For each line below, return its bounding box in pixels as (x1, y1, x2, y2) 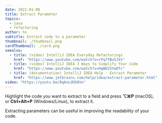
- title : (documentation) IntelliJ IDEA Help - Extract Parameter (9, 71, 147, 76)
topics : (5, 16, 21, 21)
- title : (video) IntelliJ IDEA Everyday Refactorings (9, 52, 123, 58)
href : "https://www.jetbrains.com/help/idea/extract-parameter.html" (14, 75, 158, 80)
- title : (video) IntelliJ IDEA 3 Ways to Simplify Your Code (9, 61, 138, 66)
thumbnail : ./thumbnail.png (5, 39, 62, 44)
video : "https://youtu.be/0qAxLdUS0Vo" (5, 80, 86, 84)
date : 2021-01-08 (5, 7, 40, 12)
